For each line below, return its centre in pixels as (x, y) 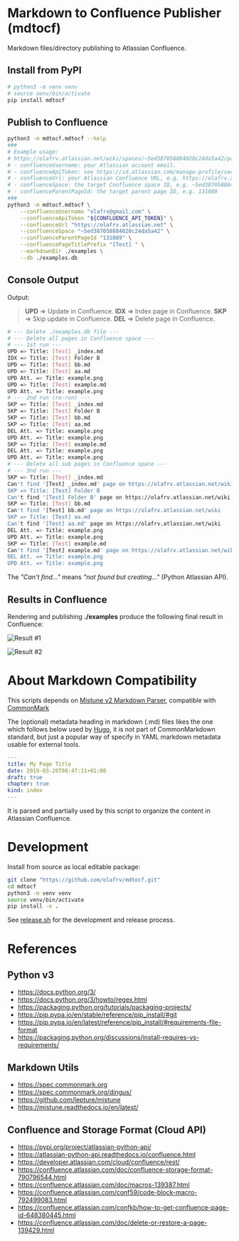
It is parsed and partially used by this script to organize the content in (109, 811)
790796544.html (42, 1177)
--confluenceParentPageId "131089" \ (76, 238)
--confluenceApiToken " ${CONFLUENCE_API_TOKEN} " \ (97, 218)
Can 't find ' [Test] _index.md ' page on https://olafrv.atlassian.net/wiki (121, 484)
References (42, 949)
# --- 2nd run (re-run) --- (49, 398)
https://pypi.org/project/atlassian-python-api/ (84, 1147)
